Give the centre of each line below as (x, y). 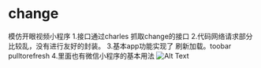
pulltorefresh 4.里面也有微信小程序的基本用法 (82, 55)
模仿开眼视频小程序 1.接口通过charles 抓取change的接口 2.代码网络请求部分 (130, 36)
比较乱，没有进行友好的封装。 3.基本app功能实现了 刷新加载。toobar (120, 46)
